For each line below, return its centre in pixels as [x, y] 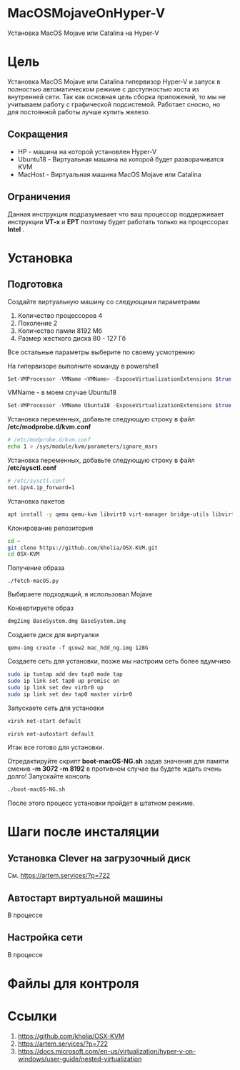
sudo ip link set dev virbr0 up [55, 687]
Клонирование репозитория [50, 528]
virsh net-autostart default [51, 734]
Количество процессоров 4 [60, 315]
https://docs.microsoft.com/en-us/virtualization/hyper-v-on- [107, 1051]
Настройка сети [45, 937]
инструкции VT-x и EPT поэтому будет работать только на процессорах [118, 221]
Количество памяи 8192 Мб [60, 331]
